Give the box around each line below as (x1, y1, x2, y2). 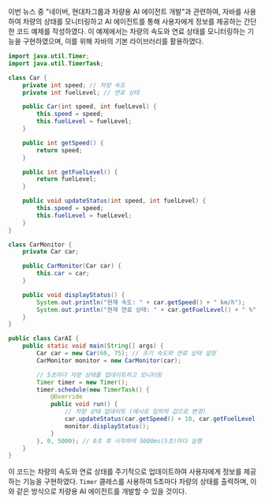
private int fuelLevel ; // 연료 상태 (22, 88, 140, 96)
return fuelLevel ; (36, 175, 97, 183)
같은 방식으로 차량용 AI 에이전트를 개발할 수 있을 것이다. (16, 486, 188, 496)
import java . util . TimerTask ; (8, 59, 104, 67)
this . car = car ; (36, 269, 90, 278)
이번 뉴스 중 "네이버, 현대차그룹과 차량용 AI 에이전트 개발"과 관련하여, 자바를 (8, 7, 242, 16)
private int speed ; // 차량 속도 (22, 81, 126, 89)
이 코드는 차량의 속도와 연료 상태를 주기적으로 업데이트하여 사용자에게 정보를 (8, 467, 242, 476)
